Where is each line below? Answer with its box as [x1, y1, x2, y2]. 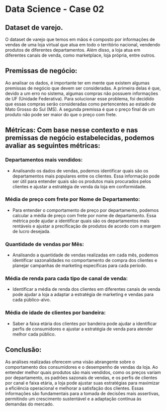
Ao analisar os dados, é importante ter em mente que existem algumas [5, 80, 150, 85]
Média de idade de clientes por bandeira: [5, 309, 106, 316]
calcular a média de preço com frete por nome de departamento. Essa [12, 212, 157, 218]
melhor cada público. [12, 331, 56, 337]
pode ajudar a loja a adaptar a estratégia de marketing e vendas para [12, 292, 154, 298]
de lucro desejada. [12, 228, 51, 234]
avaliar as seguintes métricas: [5, 142, 100, 150]
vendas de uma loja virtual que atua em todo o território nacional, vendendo [5, 42, 161, 48]
